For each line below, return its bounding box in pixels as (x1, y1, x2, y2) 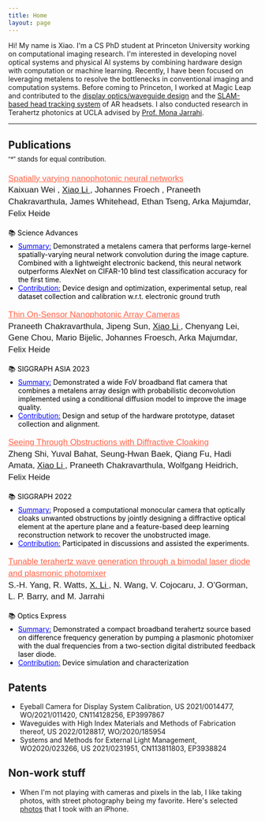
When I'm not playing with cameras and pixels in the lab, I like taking (19, 787, 242, 797)
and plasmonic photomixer (8, 568, 106, 578)
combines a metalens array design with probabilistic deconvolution (18, 386, 236, 395)
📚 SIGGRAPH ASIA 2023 (8, 364, 90, 373)
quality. (18, 402, 42, 412)
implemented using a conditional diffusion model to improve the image (18, 394, 247, 403)
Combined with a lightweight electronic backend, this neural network (18, 258, 242, 267)
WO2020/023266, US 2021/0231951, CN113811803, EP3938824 (19, 744, 227, 753)
